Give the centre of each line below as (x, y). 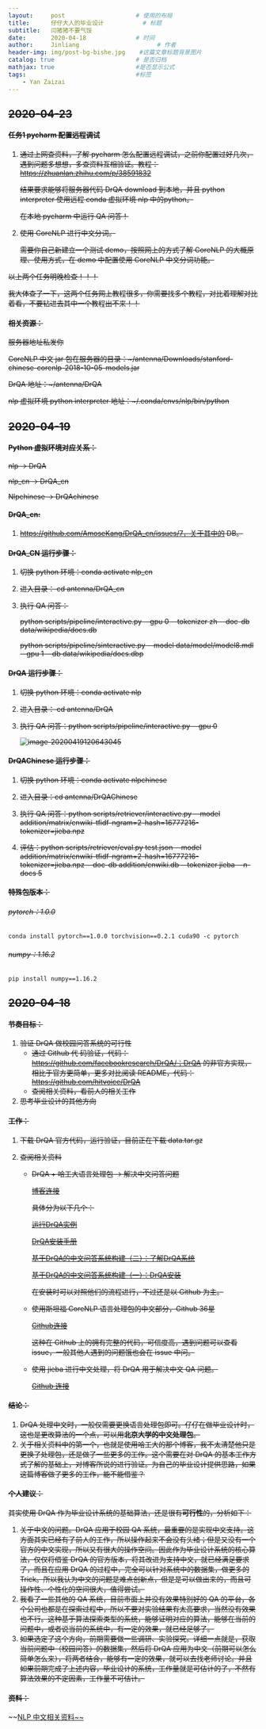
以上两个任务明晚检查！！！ (53, 277)
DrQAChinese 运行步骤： (49, 761)
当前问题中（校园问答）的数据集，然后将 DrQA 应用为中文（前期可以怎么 (138, 1648)
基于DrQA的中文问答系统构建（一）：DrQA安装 (106, 1275)
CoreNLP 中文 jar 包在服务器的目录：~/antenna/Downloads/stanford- (121, 359)
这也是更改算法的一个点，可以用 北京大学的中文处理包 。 (110, 1434)
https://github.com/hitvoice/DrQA (86, 1082)
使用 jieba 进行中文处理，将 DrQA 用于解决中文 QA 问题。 (125, 1369)
